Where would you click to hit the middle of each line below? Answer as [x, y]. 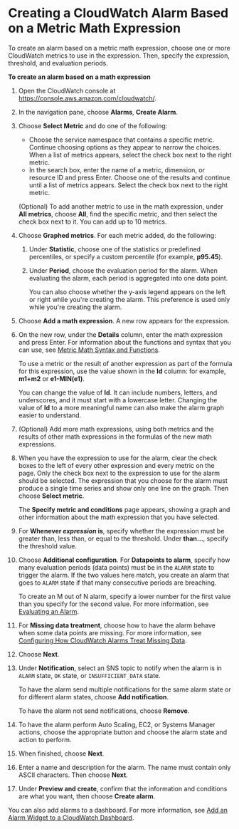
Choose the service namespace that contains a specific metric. [122, 140]
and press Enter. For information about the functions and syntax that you [124, 342]
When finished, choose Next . [61, 754]
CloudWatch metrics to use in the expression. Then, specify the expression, [119, 56]
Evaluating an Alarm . [48, 611]
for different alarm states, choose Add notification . [94, 697]
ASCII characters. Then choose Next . [73, 775]
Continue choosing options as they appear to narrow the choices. [125, 147]
